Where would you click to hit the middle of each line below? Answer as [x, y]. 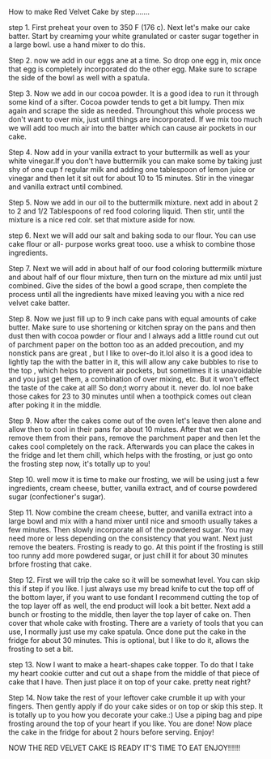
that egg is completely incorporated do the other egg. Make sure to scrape [133, 69]
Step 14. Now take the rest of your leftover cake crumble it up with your [127, 698]
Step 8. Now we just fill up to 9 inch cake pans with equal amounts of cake [133, 319]
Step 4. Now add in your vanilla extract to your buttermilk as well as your [129, 152]
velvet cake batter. [39, 303]
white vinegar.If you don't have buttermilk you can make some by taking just [135, 161]
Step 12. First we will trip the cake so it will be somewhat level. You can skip [134, 580]
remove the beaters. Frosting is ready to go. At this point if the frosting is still [136, 547]
